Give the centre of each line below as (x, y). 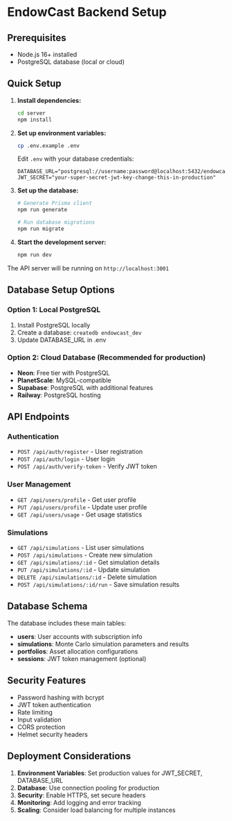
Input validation (39, 720)
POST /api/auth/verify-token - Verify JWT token (87, 466)
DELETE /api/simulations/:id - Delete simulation (87, 577)
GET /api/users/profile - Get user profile (77, 499)
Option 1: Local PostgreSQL (54, 310)
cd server (32, 113)
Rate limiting (35, 712)
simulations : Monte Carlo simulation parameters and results (103, 644)
